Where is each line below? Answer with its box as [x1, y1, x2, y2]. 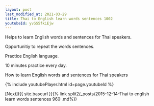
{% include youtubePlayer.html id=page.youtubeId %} [5, 82, 114, 87]
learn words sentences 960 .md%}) [5, 96, 77, 102]
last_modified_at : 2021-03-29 [5, 12, 67, 17]
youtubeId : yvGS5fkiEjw [5, 21, 54, 26]
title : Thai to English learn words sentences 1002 [5, 16, 113, 21]
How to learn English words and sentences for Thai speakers [5, 72, 128, 78]
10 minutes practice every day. [5, 63, 67, 68]
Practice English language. [5, 53, 59, 59]
